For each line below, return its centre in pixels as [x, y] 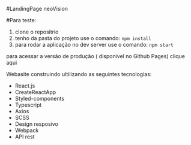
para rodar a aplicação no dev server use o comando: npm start [94, 45]
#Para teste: [21, 20]
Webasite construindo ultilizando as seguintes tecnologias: [79, 74]
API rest [25, 137]
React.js [25, 86]
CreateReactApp [35, 92]
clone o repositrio [37, 32]
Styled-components [40, 99]
